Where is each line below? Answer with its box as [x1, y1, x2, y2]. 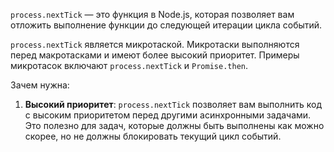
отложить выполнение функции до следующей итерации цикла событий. [10, 19, 323, 31]
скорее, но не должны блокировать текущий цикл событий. [24, 130, 282, 142]
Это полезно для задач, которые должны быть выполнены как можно [24, 120, 325, 131]
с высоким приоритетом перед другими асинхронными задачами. [24, 109, 312, 121]
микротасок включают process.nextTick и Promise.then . [10, 60, 248, 71]
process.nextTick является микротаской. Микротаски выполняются [10, 39, 300, 50]
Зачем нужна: [10, 79, 70, 91]
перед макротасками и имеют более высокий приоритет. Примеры [10, 49, 300, 61]
